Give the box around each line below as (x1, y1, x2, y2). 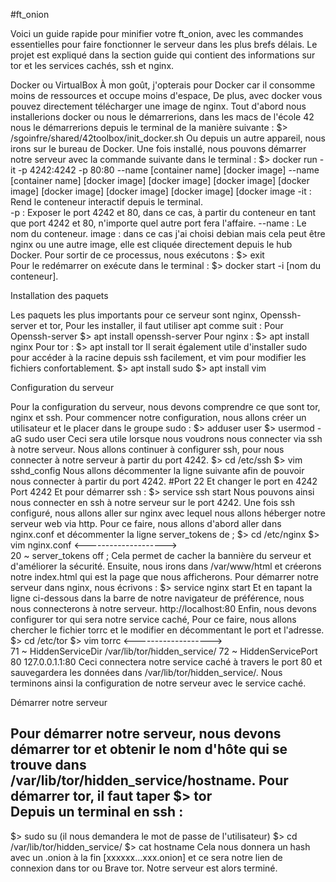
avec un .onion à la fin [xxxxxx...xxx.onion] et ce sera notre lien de (10, 851, 283, 863)
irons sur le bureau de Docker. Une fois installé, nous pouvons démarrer (10, 143, 307, 154)
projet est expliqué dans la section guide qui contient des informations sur (10, 49, 316, 61)
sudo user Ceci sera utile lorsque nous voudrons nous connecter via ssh (24, 433, 323, 444)
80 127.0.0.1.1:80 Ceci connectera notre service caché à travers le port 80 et (10, 656, 323, 668)
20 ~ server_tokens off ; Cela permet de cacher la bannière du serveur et (10, 550, 312, 561)
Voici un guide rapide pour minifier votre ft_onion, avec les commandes (10, 28, 304, 39)
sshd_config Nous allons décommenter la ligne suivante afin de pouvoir (10, 465, 305, 476)
